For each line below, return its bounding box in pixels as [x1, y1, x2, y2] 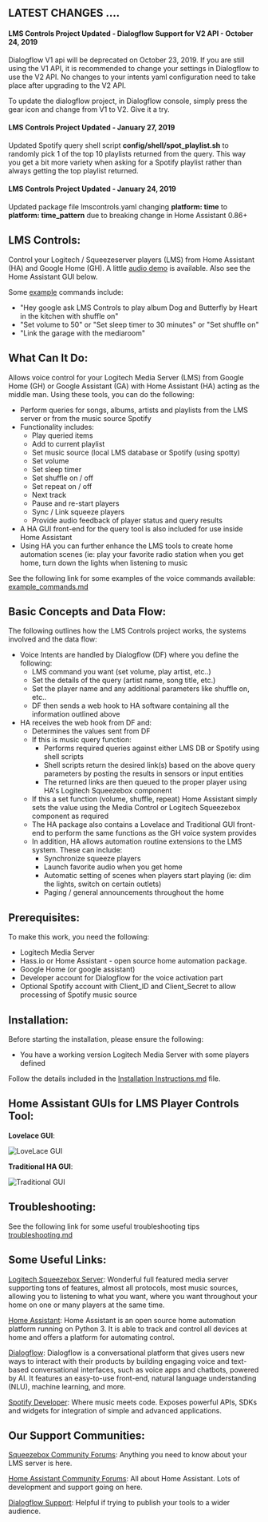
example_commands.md [8, 582, 89, 591]
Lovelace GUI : [8, 1131, 56, 1140]
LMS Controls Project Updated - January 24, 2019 [8, 184, 177, 194]
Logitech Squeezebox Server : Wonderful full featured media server [8, 1274, 229, 1284]
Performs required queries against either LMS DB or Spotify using [43, 743, 260, 753]
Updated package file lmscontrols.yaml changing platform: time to [8, 202, 228, 211]
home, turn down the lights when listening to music [19, 558, 188, 567]
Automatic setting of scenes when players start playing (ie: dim [43, 871, 251, 880]
